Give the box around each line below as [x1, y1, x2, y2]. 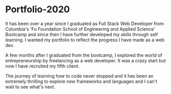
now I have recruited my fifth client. [5, 63, 80, 69]
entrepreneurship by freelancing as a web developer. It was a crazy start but [5, 57, 166, 63]
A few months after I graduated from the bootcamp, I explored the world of [5, 52, 162, 58]
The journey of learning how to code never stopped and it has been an [5, 73, 154, 79]
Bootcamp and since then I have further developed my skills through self [5, 31, 158, 37]
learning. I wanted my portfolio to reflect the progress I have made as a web [5, 37, 165, 43]
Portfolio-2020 [5, 4, 70, 15]
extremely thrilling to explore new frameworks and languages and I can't [5, 78, 158, 84]
